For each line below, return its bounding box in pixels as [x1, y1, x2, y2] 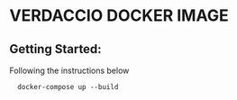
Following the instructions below [9, 65, 130, 76]
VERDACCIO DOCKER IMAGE [9, 5, 229, 26]
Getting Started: [9, 41, 102, 57]
